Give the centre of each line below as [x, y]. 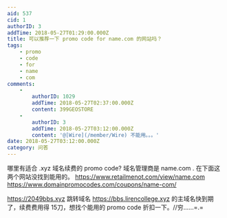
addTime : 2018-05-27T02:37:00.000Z [83, 103]
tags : [15, 45]
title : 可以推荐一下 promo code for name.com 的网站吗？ [85, 39]
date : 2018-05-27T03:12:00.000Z [53, 142]
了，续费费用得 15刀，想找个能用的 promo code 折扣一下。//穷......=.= [106, 207]
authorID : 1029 [54, 97]
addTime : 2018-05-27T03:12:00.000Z [83, 129]
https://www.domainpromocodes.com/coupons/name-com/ [92, 184]
